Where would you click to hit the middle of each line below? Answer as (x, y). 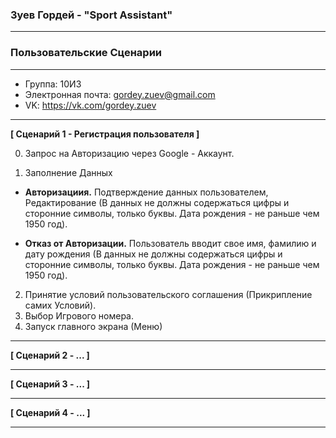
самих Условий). (60, 305)
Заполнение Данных (68, 172)
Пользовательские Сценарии (86, 53)
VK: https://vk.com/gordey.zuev (90, 105)
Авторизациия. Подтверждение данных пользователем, (146, 192)
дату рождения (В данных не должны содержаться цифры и (153, 254)
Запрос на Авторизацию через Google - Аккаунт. (129, 153)
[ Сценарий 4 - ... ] (50, 412)
